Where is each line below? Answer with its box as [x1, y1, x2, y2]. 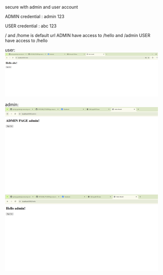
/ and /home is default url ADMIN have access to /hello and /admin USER [5, 33, 150, 38]
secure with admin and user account [5, 4, 78, 10]
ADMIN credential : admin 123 [5, 14, 65, 19]
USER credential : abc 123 [5, 23, 57, 29]
